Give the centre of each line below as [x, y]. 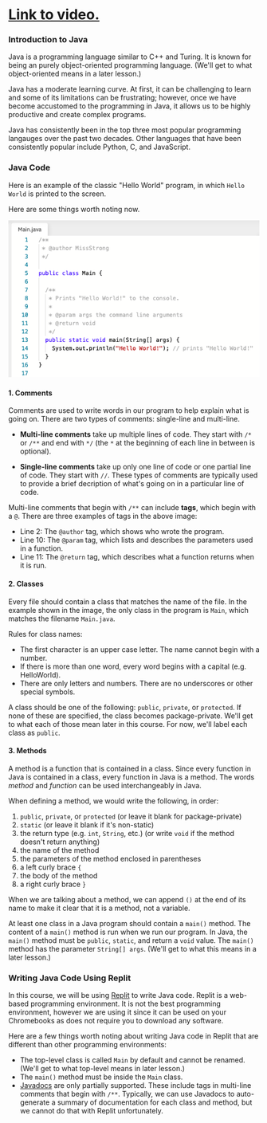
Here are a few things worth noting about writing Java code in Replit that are [133, 1036]
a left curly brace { [51, 867]
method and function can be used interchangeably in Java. [105, 785]
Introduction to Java [48, 40]
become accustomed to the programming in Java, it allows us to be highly [130, 106]
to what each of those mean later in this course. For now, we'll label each [128, 724]
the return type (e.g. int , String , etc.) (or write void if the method [127, 833]
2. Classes [26, 584]
